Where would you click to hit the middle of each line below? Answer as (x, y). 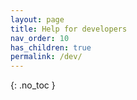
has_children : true (51, 47)
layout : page (37, 19)
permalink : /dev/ (46, 57)
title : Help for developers (69, 29)
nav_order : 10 (40, 38)
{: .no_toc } (33, 85)
